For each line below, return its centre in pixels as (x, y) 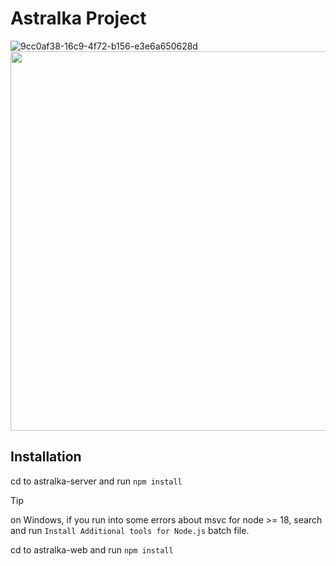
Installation (46, 457)
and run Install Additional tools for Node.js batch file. (130, 530)
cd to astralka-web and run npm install (92, 549)
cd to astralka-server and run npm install (96, 481)
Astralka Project (78, 18)
